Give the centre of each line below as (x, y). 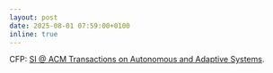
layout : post (34, 17)
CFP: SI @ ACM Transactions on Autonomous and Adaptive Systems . (137, 60)
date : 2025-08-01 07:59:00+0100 (70, 26)
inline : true (34, 34)
